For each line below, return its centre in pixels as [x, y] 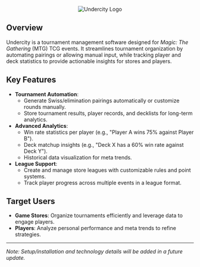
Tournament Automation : [47, 94]
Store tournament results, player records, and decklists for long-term [108, 113]
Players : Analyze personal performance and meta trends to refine [96, 228]
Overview [25, 28]
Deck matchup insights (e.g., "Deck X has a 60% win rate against [104, 145]
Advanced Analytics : [41, 125]
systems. [35, 176]
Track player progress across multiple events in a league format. [102, 183]
